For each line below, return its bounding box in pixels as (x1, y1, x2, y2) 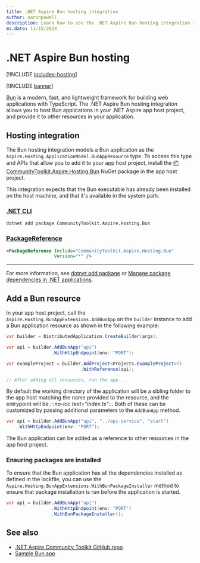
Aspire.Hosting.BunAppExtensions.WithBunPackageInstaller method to (6, 482, 180, 490)
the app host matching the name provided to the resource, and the (6, 394, 170, 401)
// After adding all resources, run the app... (6, 377, 127, 383)
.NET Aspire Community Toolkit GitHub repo (14, 543, 123, 550)
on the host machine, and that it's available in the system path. (6, 192, 160, 199)
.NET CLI (6, 207, 32, 215)
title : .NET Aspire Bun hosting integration (6, 8, 118, 15)
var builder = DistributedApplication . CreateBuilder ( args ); (6, 334, 159, 340)
